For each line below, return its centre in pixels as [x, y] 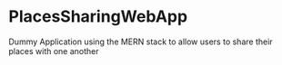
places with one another [54, 51]
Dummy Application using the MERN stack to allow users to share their [141, 42]
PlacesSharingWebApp [98, 17]
